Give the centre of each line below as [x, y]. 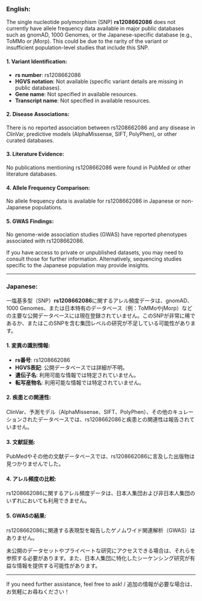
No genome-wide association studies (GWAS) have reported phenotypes [97, 235]
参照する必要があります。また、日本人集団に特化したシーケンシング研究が [98, 558]
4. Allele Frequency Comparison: [48, 188]
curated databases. [30, 140]
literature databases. [32, 174]
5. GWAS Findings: [30, 221]
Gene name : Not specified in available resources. [76, 94]
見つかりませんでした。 [35, 464]
